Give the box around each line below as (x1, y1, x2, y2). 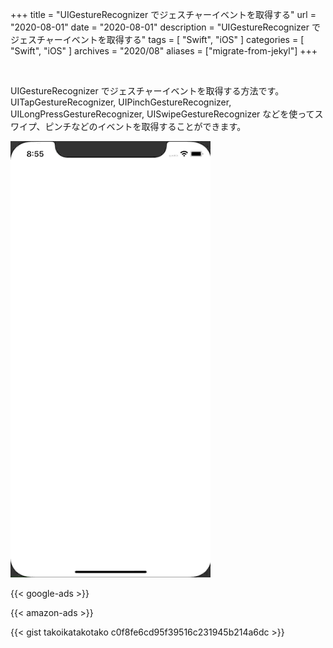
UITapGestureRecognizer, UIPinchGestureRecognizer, (10, 96, 232, 108)
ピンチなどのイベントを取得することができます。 (44, 121, 247, 132)
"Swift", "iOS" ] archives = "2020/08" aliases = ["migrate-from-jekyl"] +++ (10, 45, 318, 57)
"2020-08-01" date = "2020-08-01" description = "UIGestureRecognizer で (10, 21, 321, 33)
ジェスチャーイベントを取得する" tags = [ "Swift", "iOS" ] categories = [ (10, 34, 305, 45)
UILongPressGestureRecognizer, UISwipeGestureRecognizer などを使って (10, 108, 315, 120)
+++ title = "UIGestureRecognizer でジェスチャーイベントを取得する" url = (10, 9, 317, 20)
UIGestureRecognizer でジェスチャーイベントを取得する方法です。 (10, 85, 285, 97)
